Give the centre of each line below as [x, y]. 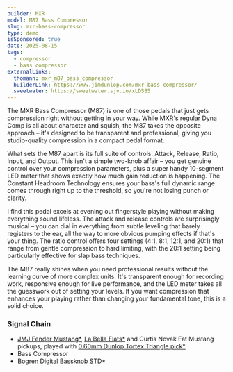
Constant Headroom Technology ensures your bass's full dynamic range [111, 183]
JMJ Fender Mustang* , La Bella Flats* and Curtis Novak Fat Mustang [115, 339]
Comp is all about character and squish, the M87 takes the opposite [104, 126]
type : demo [23, 33]
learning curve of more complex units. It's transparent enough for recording [115, 277]
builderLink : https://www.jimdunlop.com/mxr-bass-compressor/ [105, 85]
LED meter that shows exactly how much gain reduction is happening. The [114, 176]
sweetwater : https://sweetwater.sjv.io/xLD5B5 [82, 91]
